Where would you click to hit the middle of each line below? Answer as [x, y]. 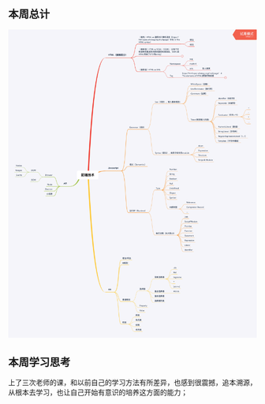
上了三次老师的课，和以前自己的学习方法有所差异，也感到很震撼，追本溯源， [132, 383]
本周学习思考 [39, 362]
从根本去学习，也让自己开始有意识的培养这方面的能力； [98, 392]
